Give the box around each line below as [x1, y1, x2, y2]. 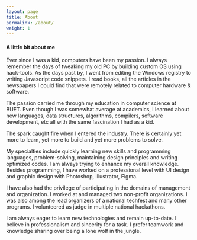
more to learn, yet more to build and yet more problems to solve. [6, 136, 163, 143]
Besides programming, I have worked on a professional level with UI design [6, 167, 189, 174]
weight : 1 [6, 25, 31, 31]
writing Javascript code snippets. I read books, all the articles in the [6, 75, 171, 83]
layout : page [6, 8, 38, 15]
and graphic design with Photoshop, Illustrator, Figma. [6, 173, 138, 180]
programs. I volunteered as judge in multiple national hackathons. [6, 203, 166, 210]
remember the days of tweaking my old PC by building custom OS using [6, 63, 182, 70]
